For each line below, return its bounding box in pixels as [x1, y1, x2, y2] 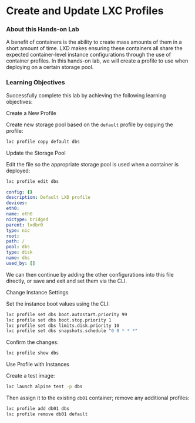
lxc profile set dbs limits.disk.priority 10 [6, 323, 119, 329]
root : [6, 233, 19, 239]
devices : [6, 200, 28, 206]
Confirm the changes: [6, 339, 59, 346]
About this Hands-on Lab [6, 25, 79, 34]
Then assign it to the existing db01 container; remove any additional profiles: [6, 394, 190, 402]
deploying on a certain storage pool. [6, 64, 94, 71]
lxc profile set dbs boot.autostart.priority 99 [6, 311, 127, 317]
